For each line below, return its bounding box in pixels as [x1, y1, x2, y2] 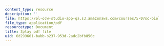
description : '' [5, 11, 38, 16]
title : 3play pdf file [5, 29, 51, 34]
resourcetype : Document [5, 25, 54, 30]
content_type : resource [5, 7, 54, 12]
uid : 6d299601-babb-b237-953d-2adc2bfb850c [5, 34, 95, 39]
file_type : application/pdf [5, 20, 62, 25]
